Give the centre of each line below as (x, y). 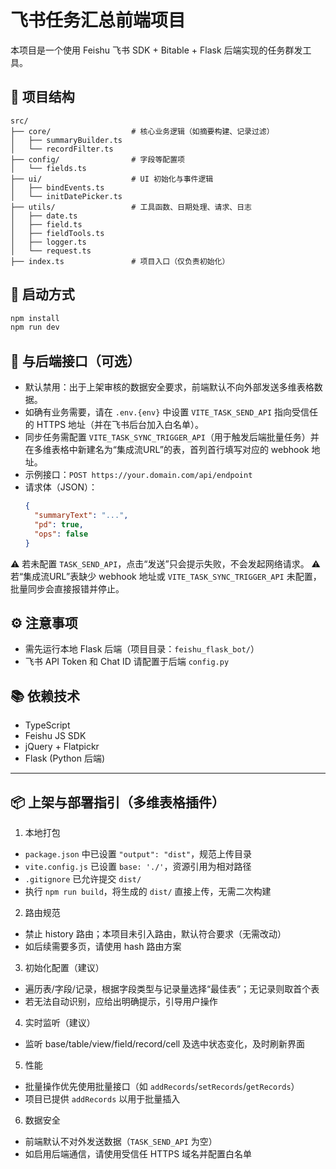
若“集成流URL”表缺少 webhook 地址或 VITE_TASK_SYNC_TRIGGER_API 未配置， (166, 576)
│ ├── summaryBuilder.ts (66, 140)
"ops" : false (61, 534)
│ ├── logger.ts (48, 242)
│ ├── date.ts (44, 216)
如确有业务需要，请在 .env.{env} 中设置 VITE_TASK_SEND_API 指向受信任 (171, 412)
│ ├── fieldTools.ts (57, 233)
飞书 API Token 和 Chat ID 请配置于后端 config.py (127, 662)
